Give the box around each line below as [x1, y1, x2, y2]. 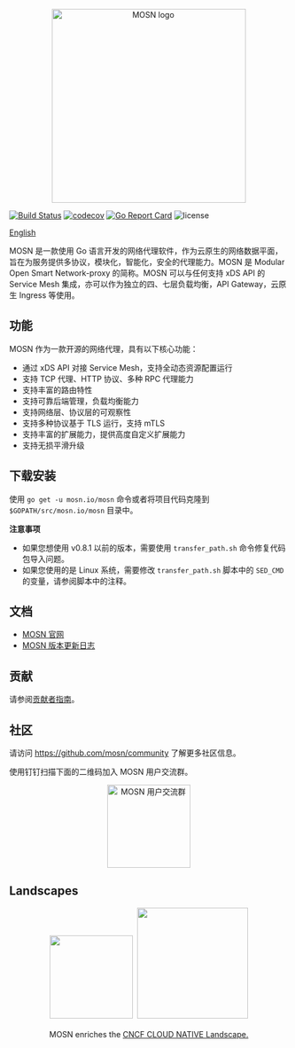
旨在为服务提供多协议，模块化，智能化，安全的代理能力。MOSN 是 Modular [9, 257, 285, 267]
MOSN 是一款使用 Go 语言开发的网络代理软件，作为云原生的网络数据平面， [9, 246, 283, 256]
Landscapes [9, 883, 79, 899]
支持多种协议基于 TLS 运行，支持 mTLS [21, 418, 166, 428]
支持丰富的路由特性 [21, 384, 93, 395]
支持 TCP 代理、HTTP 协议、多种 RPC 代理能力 [21, 373, 194, 384]
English [9, 227, 36, 238]
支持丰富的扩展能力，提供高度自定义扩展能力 [21, 428, 186, 439]
